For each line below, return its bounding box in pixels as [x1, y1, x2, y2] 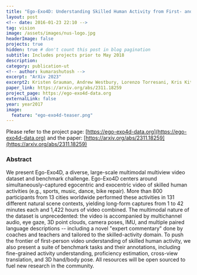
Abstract [6, 155, 32, 164]
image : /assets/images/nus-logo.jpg [6, 30, 96, 36]
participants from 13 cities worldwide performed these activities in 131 [6, 193, 175, 201]
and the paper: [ [46, 134, 86, 141]
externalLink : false [6, 96, 57, 101]
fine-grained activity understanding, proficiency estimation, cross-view [6, 250, 178, 257]
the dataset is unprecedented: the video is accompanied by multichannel [6, 212, 182, 219]
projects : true [6, 42, 43, 47]
